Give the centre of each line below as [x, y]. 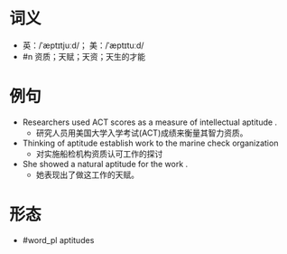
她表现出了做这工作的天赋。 [88, 174]
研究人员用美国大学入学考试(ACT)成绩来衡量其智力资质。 [142, 133]
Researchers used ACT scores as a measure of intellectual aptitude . [150, 122]
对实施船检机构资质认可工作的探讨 [99, 154]
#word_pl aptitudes [58, 240]
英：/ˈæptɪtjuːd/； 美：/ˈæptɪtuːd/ [83, 45]
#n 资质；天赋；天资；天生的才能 [84, 56]
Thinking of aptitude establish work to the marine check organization [150, 143]
